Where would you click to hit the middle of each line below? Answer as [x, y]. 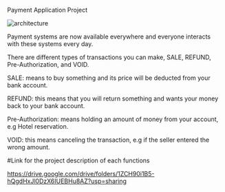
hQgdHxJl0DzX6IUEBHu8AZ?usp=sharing [67, 181]
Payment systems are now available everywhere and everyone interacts [109, 36]
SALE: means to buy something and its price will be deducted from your [109, 78]
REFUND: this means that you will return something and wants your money [113, 98]
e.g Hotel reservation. [38, 126]
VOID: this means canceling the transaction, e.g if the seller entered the [108, 140]
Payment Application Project [47, 10]
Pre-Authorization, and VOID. [48, 64]
